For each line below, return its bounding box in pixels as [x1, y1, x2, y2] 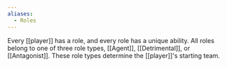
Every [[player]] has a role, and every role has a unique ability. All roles [7, 36, 215, 44]
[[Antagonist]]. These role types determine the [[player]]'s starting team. [7, 51, 221, 60]
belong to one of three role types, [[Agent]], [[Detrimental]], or [7, 44, 191, 52]
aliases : [7, 10, 33, 18]
